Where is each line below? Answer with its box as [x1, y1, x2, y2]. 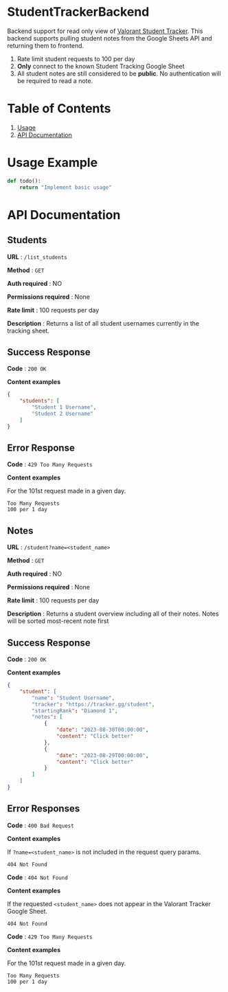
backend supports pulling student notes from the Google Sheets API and [7, 34, 212, 42]
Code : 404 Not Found [7, 873, 69, 881]
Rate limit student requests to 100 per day [16, 54, 135, 63]
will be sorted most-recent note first [7, 617, 109, 625]
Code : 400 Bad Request [7, 821, 74, 829]
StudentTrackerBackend [7, 4, 150, 20]
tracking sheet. [7, 326, 50, 335]
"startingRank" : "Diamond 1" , [32, 707, 118, 714]
